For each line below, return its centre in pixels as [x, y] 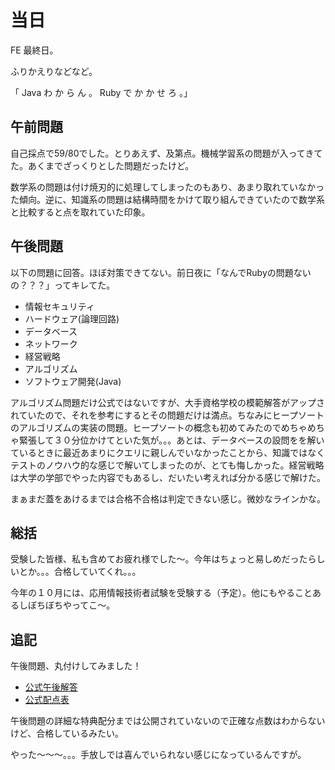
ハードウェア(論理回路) [72, 318]
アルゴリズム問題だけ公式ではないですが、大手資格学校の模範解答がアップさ [167, 402]
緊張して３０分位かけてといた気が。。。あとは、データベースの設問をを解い [171, 440]
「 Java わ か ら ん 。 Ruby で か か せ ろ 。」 [101, 92]
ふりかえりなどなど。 [54, 71]
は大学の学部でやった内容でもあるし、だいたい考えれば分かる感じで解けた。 [168, 477]
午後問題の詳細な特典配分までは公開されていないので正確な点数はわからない [168, 721]
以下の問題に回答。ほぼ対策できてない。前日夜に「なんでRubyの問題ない [161, 272]
